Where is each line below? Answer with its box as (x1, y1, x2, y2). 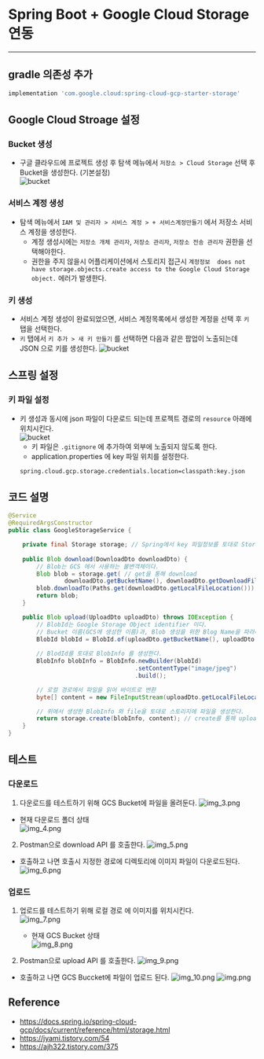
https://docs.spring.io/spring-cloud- (19, 1017, 137, 1026)
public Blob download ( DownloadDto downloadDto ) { (22, 555, 189, 563)
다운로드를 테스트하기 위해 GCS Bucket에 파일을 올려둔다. (19, 798, 198, 807)
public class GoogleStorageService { (8, 527, 132, 535)
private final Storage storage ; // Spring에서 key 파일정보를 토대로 (22, 541, 238, 549)
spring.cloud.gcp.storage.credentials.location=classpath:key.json (19, 467, 245, 475)
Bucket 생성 (8, 138, 53, 149)
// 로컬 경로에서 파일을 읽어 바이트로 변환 (36, 686, 156, 693)
